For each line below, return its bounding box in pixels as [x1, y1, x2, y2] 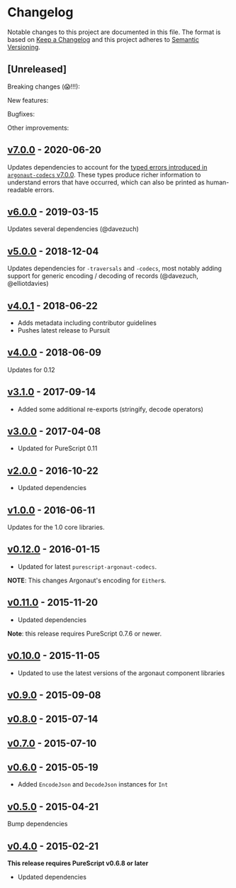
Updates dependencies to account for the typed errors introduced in [7, 162, 208, 171]
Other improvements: [7, 123, 69, 132]
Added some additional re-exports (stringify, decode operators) [17, 405, 204, 414]
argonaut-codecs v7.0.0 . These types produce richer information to [7, 170, 201, 179]
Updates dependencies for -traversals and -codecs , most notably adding [7, 264, 222, 273]
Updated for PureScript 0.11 [17, 444, 98, 453]
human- [206, 178, 230, 187]
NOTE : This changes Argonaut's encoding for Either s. [7, 576, 167, 584]
